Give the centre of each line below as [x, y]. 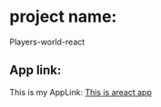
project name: [63, 17]
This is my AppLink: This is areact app [80, 92]
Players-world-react [47, 42]
